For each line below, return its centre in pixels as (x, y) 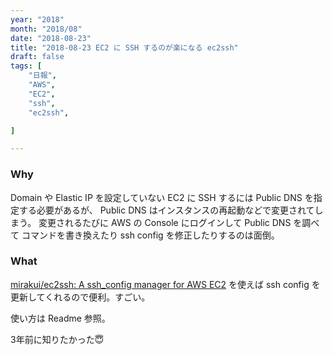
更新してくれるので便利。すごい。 (80, 297)
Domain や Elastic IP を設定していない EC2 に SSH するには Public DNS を (162, 197)
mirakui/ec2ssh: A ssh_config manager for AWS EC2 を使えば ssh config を (165, 284)
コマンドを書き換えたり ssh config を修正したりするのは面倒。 (150, 235)
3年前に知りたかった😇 (57, 339)
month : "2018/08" (46, 29)
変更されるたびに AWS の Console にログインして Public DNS (165, 222)
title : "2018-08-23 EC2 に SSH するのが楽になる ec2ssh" (124, 47)
